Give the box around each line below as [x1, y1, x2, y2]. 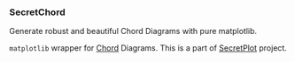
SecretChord [9, 6, 66, 18]
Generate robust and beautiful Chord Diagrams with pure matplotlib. [9, 26, 258, 37]
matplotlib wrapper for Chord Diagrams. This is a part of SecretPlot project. [9, 43, 288, 53]
